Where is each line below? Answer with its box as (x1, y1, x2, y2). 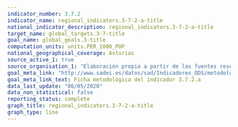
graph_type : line (7, 109, 59, 116)
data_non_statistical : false (7, 89, 93, 96)
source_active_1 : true (7, 56, 74, 64)
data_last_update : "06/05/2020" (7, 83, 103, 90)
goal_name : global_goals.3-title (7, 37, 106, 44)
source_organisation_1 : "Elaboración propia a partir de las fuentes (7, 63, 217, 70)
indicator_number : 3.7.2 (7, 10, 81, 18)
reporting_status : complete (7, 96, 91, 103)
